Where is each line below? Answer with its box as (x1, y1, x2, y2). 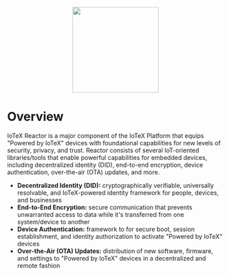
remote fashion (17, 261, 61, 270)
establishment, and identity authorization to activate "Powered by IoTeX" (17, 232, 223, 240)
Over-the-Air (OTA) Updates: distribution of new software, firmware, (17, 247, 213, 255)
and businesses (17, 195, 62, 204)
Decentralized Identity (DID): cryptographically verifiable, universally (17, 181, 215, 189)
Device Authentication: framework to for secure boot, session (17, 225, 195, 233)
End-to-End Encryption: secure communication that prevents (17, 203, 193, 211)
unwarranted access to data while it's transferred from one (17, 210, 184, 219)
